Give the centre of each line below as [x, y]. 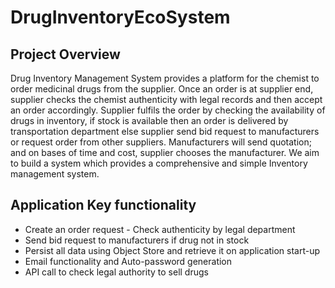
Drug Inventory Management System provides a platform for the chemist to [165, 78]
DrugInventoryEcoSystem [120, 17]
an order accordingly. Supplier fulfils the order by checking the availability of [168, 110]
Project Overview [65, 54]
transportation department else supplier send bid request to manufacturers [165, 131]
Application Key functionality [103, 205]
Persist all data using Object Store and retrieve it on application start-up [172, 250]
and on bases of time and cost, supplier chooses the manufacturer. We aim [165, 152]
